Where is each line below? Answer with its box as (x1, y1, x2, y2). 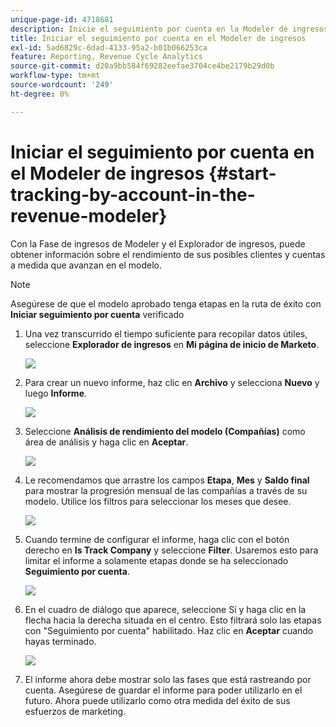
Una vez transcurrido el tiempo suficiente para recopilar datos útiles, (24, 327, 308, 340)
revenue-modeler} (10, 204, 168, 227)
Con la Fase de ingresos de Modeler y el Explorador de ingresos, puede (10, 237, 306, 250)
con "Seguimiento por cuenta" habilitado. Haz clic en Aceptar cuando (24, 624, 314, 636)
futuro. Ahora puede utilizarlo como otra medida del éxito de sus (24, 694, 291, 706)
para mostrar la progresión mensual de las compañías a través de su (24, 484, 308, 496)
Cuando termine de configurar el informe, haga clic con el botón (24, 533, 290, 545)
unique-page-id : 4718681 (10, 14, 114, 25)
